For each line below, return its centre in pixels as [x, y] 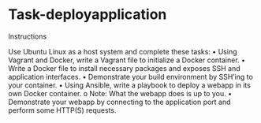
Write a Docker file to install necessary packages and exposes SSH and [124, 68]
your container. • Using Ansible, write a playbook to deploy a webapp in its [129, 85]
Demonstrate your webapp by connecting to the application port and [119, 102]
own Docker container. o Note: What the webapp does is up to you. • [120, 93]
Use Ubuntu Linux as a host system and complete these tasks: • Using [123, 51]
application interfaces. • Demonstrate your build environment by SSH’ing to [131, 76]
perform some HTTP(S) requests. [62, 110]
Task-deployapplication [88, 15]
